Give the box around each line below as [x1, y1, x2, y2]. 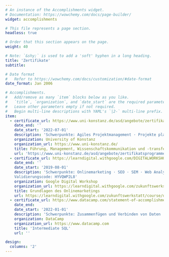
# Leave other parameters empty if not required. [5, 104, 116, 109]
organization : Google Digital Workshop [14, 179, 98, 184]
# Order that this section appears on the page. [5, 40, 109, 45]
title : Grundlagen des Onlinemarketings [14, 188, 100, 194]
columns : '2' [10, 244, 37, 249]
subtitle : [5, 62, 26, 68]
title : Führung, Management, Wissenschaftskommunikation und [14, 146, 145, 151]
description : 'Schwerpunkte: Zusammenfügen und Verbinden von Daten [14, 212, 161, 217]
